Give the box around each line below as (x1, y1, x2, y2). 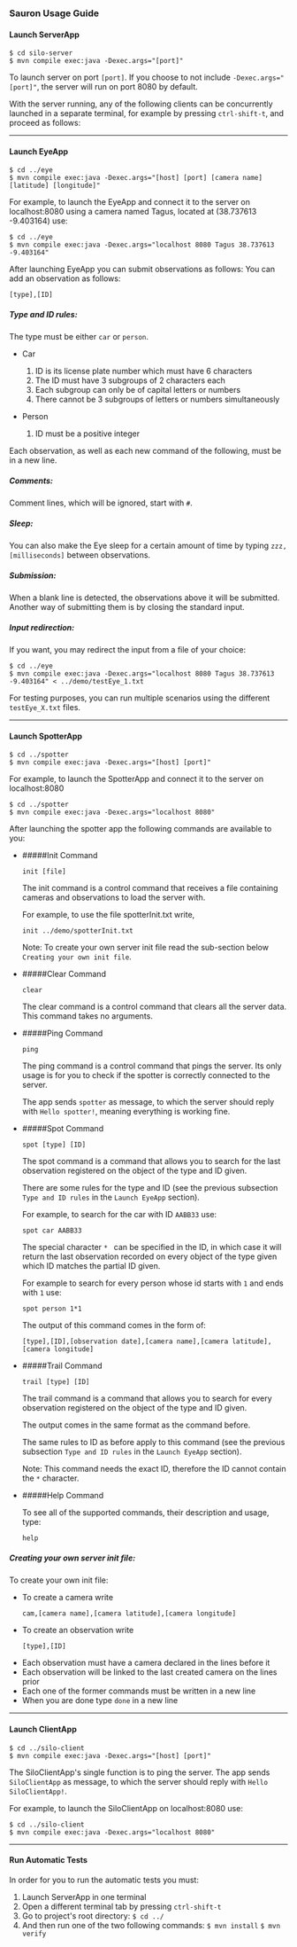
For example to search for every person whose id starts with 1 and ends (21, 1278, 285, 1288)
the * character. (21, 1473, 80, 1483)
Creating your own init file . (21, 951, 133, 962)
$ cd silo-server (9, 49, 73, 58)
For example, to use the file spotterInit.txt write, (21, 910, 195, 920)
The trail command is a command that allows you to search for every (21, 1393, 272, 1404)
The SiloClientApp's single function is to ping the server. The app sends (9, 1767, 270, 1778)
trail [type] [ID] (21, 1378, 90, 1387)
